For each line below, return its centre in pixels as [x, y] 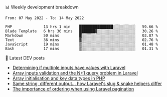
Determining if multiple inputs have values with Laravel [69, 67]
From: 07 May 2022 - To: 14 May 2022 [45, 18]
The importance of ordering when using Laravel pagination [73, 89]
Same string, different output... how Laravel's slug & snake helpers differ [87, 83]
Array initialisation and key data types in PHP [59, 78]
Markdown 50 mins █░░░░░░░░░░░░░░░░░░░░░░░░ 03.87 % [81, 35]
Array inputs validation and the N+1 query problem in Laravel [75, 73]
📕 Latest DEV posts [25, 58]
